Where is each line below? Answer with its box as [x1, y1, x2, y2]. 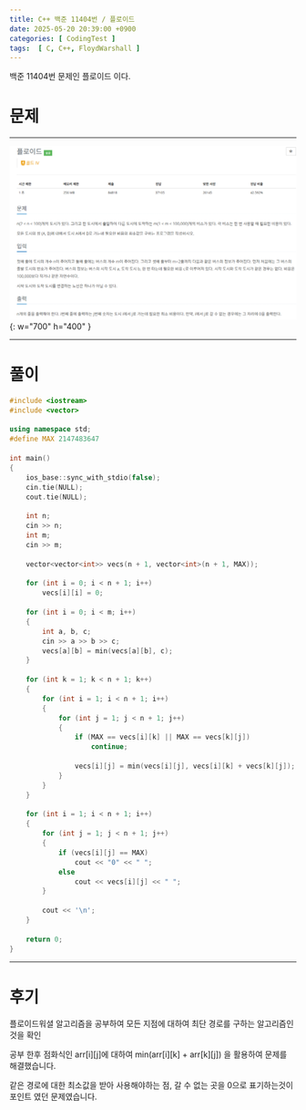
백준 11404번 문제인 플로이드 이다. [9, 71, 131, 82]
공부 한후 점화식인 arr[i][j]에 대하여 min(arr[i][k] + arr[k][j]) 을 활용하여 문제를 [9, 1049, 288, 1060]
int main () [9, 454, 51, 463]
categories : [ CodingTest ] [9, 34, 117, 43]
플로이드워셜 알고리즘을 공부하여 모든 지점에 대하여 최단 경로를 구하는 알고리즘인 [9, 1018, 294, 1030]
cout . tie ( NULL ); [25, 493, 88, 502]
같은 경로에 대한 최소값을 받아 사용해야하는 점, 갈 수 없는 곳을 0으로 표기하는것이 [9, 1080, 294, 1091]
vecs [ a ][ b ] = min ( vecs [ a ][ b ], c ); [42, 646, 173, 656]
